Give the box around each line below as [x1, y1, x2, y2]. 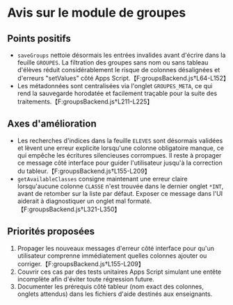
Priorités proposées [7, 226, 95, 238]
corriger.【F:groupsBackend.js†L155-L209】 [17, 259, 145, 268]
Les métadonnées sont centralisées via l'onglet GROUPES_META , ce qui [17, 82, 213, 90]
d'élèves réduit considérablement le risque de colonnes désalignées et [17, 66, 220, 74]
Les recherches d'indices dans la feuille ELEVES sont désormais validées [17, 136, 223, 145]
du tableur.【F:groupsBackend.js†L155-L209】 [17, 167, 151, 175]
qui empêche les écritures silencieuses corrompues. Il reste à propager [17, 151, 222, 159]
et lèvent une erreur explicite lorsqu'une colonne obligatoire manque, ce [17, 144, 225, 152]
